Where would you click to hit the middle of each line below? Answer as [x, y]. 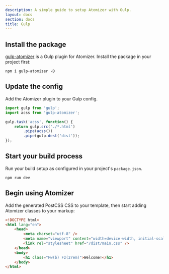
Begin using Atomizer [40, 193]
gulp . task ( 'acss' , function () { [39, 122]
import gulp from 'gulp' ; [32, 108]
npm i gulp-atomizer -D [30, 71]
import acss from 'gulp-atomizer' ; [43, 113]
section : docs [20, 19]
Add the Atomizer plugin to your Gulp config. [52, 98]
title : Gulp [18, 24]
